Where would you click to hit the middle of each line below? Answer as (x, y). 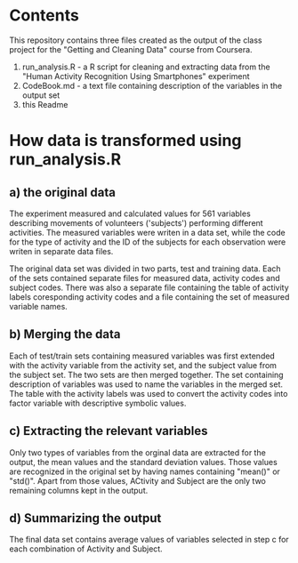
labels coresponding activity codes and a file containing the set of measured (149, 297)
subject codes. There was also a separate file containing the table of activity (149, 287)
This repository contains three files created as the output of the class (136, 40)
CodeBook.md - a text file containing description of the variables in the (152, 85)
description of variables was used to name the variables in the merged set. (146, 384)
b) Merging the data (65, 334)
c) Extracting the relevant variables (109, 431)
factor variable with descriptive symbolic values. (98, 403)
